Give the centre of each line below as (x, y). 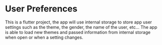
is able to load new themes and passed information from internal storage (78, 32)
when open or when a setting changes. (44, 37)
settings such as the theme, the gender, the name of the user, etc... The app (81, 27)
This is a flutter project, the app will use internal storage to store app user (79, 22)
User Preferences (41, 9)
